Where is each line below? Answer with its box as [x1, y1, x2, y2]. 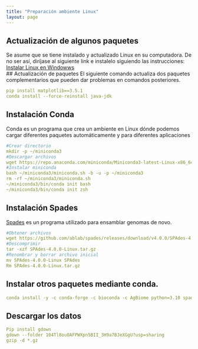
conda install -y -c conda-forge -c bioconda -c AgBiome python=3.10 [6, 295, 181, 301]
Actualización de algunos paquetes [6, 36, 138, 46]
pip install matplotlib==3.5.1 [6, 88, 83, 94]
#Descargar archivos [6, 154, 57, 159]
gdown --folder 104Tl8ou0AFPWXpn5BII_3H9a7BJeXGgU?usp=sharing [6, 332, 165, 338]
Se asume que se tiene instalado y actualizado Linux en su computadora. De [6, 51, 192, 59]
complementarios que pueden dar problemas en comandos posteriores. [6, 77, 181, 84]
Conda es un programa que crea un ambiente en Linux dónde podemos [6, 125, 180, 132]
